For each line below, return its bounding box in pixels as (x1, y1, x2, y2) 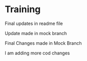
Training (5, 4, 41, 15)
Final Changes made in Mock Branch (5, 40, 82, 46)
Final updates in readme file (5, 20, 63, 26)
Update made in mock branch (5, 30, 67, 36)
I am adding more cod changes (5, 50, 70, 56)
